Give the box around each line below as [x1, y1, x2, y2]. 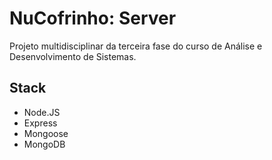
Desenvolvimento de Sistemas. [9, 50, 137, 62]
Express [23, 117, 58, 129]
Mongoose [23, 127, 69, 139]
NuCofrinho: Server [9, 7, 177, 30]
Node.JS [23, 106, 61, 118]
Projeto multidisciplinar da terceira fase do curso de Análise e [9, 40, 263, 52]
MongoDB [23, 138, 66, 150]
